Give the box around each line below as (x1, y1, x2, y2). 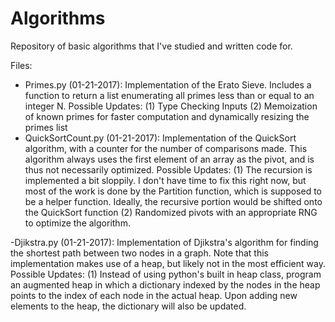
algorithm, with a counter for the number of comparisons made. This (24, 142, 308, 154)
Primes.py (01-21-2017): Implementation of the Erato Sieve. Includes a (24, 78, 312, 91)
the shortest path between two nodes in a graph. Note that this (10, 247, 269, 259)
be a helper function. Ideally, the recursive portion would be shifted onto (24, 195, 323, 207)
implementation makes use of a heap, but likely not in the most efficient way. (10, 257, 326, 269)
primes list (24, 121, 68, 133)
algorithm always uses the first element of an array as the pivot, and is (24, 153, 315, 165)
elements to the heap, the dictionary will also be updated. (10, 300, 247, 312)
